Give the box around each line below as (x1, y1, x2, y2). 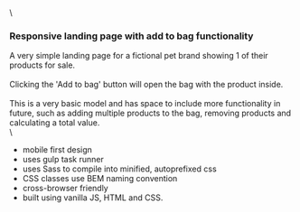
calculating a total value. (9, 117, 100, 128)
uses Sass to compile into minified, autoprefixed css (22, 163, 217, 174)
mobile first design (22, 144, 93, 155)
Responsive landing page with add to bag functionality (9, 30, 254, 42)
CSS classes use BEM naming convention (22, 173, 178, 184)
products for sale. (9, 60, 75, 70)
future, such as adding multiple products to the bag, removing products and (9, 107, 292, 119)
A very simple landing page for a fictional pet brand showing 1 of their (9, 51, 268, 61)
